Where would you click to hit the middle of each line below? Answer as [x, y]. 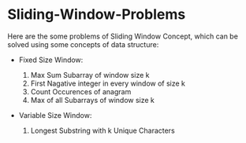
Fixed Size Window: [51, 60]
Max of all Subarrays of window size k [93, 100]
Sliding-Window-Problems [97, 15]
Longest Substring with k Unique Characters [102, 130]
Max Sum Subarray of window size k [90, 75]
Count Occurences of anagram [81, 91]
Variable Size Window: [55, 115]
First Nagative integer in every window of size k [108, 83]
